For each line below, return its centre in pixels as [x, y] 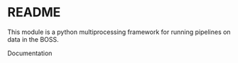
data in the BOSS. [33, 39]
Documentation [30, 53]
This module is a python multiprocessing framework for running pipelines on [119, 32]
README [34, 12]
